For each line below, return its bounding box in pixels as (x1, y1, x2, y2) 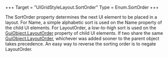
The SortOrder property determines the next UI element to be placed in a (5, 14, 157, 20)
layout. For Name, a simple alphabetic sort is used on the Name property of (5, 20, 162, 25)
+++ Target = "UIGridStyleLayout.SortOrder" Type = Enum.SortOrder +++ (5, 5, 159, 10)
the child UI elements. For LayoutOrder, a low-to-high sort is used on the (5, 25, 156, 31)
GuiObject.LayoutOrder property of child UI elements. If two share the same (5, 30, 163, 36)
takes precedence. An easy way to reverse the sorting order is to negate (5, 41, 156, 47)
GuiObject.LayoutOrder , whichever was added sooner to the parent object (5, 35, 159, 41)
